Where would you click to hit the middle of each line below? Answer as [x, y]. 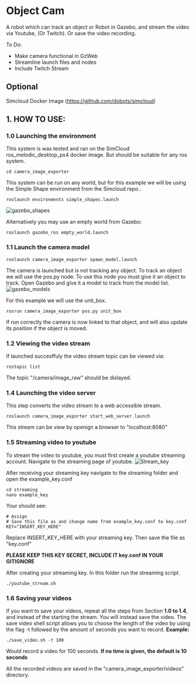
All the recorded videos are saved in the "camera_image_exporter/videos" [95, 668]
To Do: [14, 45]
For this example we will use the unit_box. [56, 300]
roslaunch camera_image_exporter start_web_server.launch [78, 416]
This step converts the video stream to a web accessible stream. [84, 406]
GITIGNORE [20, 561]
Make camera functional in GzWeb [56, 56]
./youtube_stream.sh [31, 583]
